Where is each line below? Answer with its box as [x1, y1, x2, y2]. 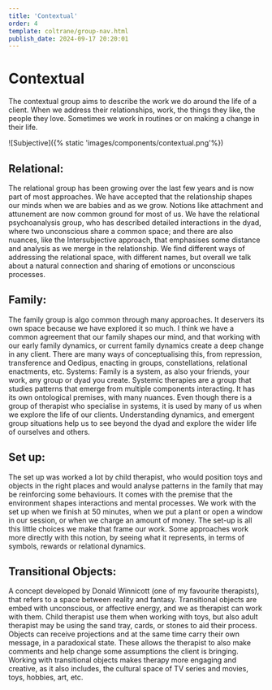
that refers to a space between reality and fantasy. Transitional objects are [8, 595, 257, 605]
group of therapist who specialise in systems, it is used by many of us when [8, 401, 262, 410]
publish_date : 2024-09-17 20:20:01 [8, 34, 129, 43]
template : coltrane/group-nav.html [8, 27, 129, 35]
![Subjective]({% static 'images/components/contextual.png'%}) [8, 138, 224, 148]
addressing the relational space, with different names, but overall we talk [8, 253, 252, 262]
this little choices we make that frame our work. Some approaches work [8, 523, 249, 533]
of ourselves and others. [8, 427, 91, 436]
